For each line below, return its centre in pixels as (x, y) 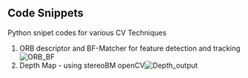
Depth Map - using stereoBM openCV (82, 65)
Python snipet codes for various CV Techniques (87, 32)
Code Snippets (46, 13)
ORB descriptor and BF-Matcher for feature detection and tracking (130, 48)
